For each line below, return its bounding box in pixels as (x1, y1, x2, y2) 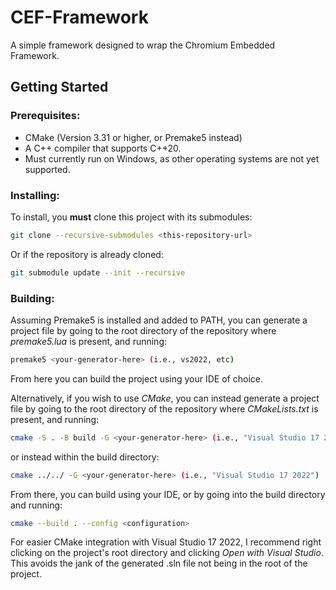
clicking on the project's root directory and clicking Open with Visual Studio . (10, 547, 324, 559)
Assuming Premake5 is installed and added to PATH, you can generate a (10, 314, 308, 326)
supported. (24, 163, 71, 175)
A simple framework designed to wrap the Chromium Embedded (10, 39, 276, 51)
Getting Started (10, 79, 109, 96)
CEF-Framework (10, 6, 149, 29)
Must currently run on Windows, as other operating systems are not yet (24, 152, 320, 165)
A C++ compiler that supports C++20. (24, 142, 182, 154)
